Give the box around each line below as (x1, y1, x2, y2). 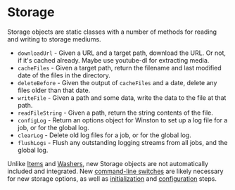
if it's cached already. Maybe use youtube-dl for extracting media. (17, 56, 210, 64)
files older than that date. (17, 86, 91, 94)
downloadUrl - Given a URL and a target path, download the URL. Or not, (17, 49, 227, 57)
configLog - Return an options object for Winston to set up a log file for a (17, 115, 228, 124)
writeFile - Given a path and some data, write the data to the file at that (17, 93, 227, 102)
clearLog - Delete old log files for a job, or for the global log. (17, 131, 191, 139)
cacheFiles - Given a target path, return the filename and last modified (17, 63, 222, 72)
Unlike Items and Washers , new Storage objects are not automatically (7, 159, 209, 167)
